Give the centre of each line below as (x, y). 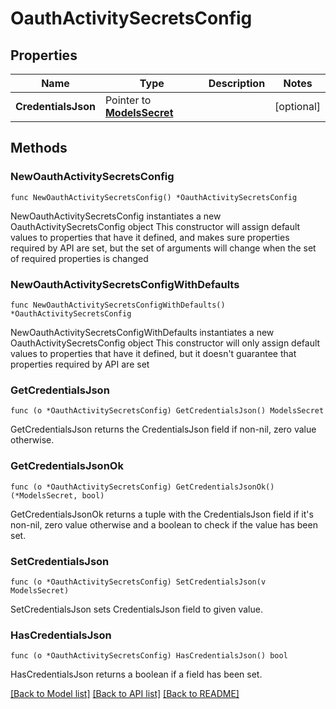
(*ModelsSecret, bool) (57, 495)
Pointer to (128, 100)
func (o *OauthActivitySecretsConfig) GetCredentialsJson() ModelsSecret (167, 411)
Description (237, 83)
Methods (39, 148)
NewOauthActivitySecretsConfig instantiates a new (116, 216)
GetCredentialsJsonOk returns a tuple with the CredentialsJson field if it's (162, 514)
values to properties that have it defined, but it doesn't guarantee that (153, 353)
